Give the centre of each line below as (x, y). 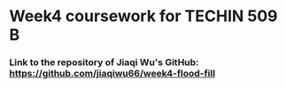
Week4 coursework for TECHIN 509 (143, 16)
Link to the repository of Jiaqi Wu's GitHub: (104, 62)
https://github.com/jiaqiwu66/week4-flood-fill (112, 74)
